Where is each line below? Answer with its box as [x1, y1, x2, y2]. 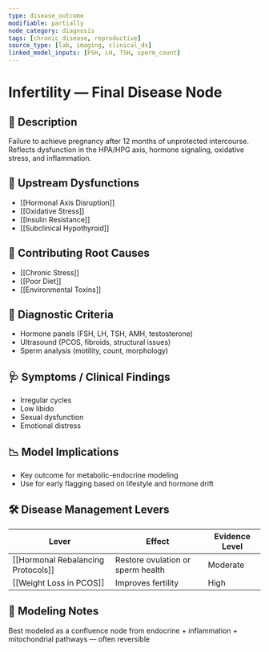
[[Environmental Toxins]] [19, 285, 102, 294]
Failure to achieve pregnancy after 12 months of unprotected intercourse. [8, 137, 250, 146]
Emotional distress [19, 421, 82, 430]
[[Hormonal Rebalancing [12, 554, 105, 565]
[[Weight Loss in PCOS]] [12, 577, 105, 588]
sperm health [114, 564, 166, 575]
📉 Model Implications [8, 445, 119, 458]
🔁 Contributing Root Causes [8, 246, 151, 260]
